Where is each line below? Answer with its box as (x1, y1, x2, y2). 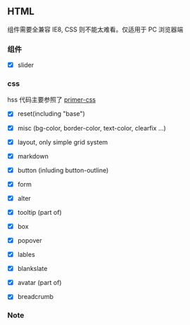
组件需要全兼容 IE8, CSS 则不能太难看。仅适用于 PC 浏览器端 (7, 25, 184, 34)
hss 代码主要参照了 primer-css (7, 95, 96, 104)
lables (17, 251, 35, 259)
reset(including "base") (17, 110, 86, 118)
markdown (17, 152, 49, 160)
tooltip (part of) (17, 208, 62, 216)
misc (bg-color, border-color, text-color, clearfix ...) (17, 124, 167, 132)
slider (17, 61, 34, 69)
